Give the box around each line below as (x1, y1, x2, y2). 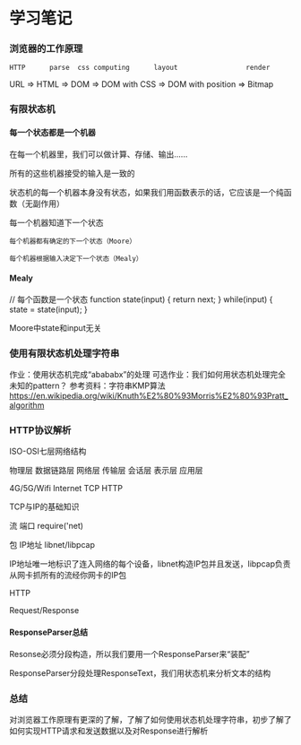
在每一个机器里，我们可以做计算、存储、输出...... (9, 149, 188, 160)
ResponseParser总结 (9, 627, 89, 637)
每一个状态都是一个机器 (9, 127, 96, 137)
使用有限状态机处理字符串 (9, 347, 120, 360)
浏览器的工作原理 (9, 42, 83, 55)
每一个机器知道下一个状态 (9, 217, 104, 228)
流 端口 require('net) (9, 521, 83, 532)
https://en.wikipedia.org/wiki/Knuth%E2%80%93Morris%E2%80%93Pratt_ (9, 391, 288, 402)
